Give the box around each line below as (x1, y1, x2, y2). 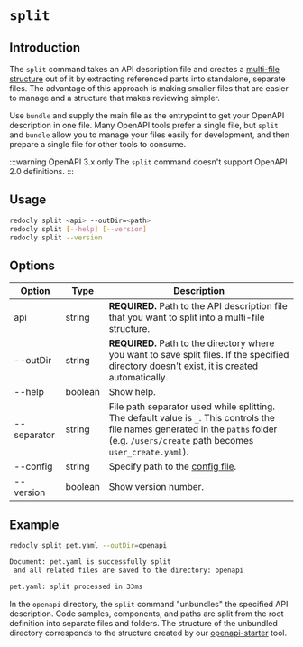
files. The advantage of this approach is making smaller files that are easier (9, 83, 289, 93)
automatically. (108, 371, 169, 384)
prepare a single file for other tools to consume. (9, 139, 187, 149)
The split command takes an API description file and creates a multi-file (9, 64, 280, 74)
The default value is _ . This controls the (108, 412, 275, 425)
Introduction (9, 40, 81, 55)
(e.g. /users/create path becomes (108, 435, 254, 447)
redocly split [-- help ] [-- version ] (9, 224, 147, 233)
